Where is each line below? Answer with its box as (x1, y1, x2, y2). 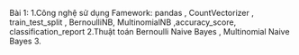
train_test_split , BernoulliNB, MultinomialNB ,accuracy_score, (9, 17, 237, 27)
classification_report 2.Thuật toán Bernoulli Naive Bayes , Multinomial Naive (9, 27, 290, 36)
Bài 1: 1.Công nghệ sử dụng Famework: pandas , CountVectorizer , (9, 8, 254, 18)
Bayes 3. (9, 35, 42, 46)
